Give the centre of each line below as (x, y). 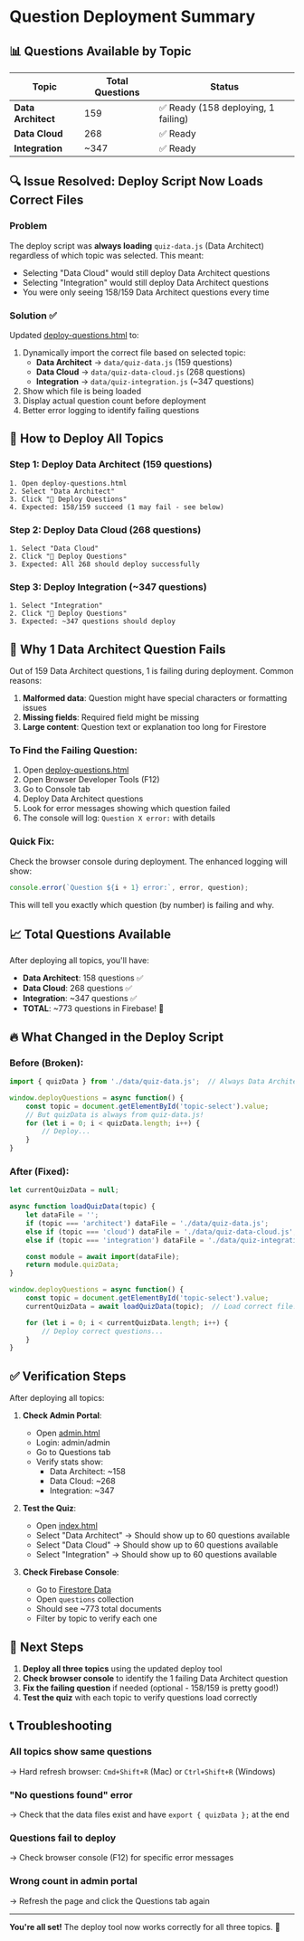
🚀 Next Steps (47, 1647)
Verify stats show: (70, 1462)
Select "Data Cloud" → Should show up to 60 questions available (157, 1545)
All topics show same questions (81, 1752)
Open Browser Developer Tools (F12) (91, 780)
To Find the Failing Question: (74, 750)
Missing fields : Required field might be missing (111, 717)
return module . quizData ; (72, 1265)
